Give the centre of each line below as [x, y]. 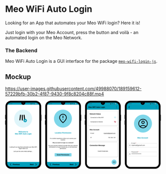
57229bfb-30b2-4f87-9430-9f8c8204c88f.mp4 [55, 94]
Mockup [18, 77]
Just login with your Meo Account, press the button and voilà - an [72, 32]
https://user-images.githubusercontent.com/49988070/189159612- [73, 89]
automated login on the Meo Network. [44, 38]
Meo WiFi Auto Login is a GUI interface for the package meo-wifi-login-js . [81, 61]
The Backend [21, 50]
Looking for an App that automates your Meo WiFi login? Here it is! [73, 23]
